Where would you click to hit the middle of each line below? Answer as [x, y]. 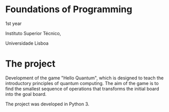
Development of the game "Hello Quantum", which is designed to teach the [84, 78]
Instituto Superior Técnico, [33, 33]
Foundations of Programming [69, 9]
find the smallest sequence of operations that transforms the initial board [82, 89]
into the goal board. [26, 94]
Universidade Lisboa [27, 43]
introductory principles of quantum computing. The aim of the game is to [82, 83]
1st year [14, 23]
